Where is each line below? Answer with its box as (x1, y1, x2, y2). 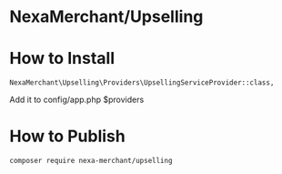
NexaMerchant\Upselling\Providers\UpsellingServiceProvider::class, (9, 78, 275, 87)
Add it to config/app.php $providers (9, 94, 145, 106)
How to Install (9, 48, 116, 69)
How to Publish (9, 126, 126, 147)
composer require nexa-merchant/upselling (9, 157, 173, 166)
